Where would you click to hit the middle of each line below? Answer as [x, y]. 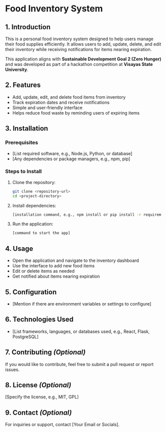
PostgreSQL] [25, 337]
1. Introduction [28, 27]
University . [17, 69]
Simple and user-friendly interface [47, 108]
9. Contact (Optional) [38, 412]
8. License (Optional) [38, 385]
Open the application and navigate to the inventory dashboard [76, 260]
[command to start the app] [41, 233]
